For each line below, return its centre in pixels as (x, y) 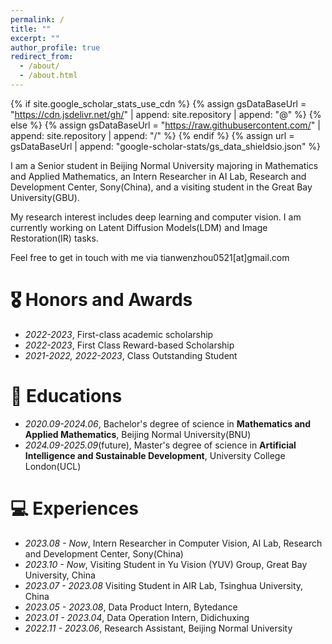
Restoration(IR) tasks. (54, 238)
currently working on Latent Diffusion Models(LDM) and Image (139, 227)
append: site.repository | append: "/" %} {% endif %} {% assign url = (152, 135)
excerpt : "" (35, 38)
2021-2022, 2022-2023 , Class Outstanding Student (131, 355)
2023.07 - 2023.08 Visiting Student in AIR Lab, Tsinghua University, (164, 585)
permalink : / (37, 19)
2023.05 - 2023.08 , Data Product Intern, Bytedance (131, 607)
